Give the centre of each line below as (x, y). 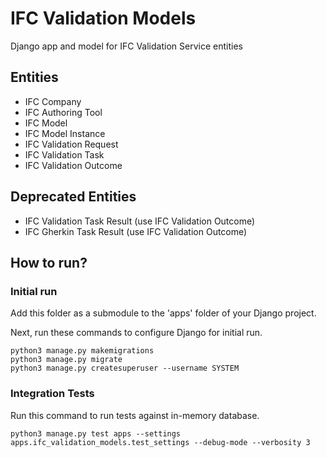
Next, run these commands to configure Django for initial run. (136, 333)
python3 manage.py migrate (66, 360)
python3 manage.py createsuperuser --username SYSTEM (125, 368)
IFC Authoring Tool (63, 112)
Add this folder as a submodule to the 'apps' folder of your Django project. (163, 313)
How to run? (49, 262)
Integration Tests (52, 394)
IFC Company (53, 101)
